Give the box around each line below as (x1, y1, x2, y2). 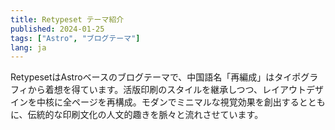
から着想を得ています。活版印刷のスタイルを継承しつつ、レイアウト (27, 84, 307, 96)
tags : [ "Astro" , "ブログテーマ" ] (10, 33, 141, 43)
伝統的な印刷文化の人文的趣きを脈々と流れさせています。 (27, 109, 264, 121)
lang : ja (10, 42, 47, 53)
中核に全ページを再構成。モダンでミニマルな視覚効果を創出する (36, 96, 300, 108)
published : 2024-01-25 (10, 24, 105, 34)
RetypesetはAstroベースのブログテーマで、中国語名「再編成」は (10, 71, 275, 83)
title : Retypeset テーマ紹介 (10, 14, 125, 25)
